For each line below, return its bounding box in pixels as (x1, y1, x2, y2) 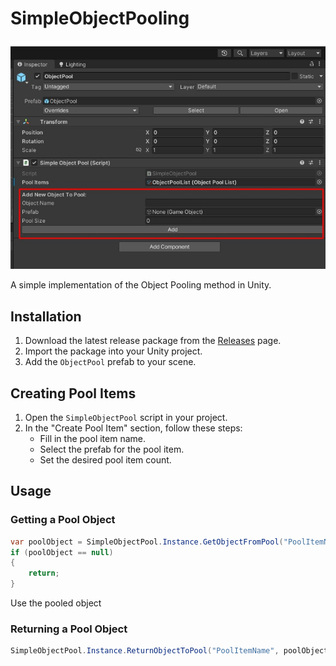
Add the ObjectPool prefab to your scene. (24, 356, 197, 368)
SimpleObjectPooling (10, 7, 190, 30)
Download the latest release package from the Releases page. (24, 335, 282, 347)
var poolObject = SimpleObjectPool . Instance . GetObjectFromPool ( (10, 537, 284, 547)
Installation (10, 308, 82, 325)
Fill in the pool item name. (39, 433, 147, 444)
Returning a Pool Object (10, 622, 128, 636)
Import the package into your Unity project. (24, 345, 203, 357)
